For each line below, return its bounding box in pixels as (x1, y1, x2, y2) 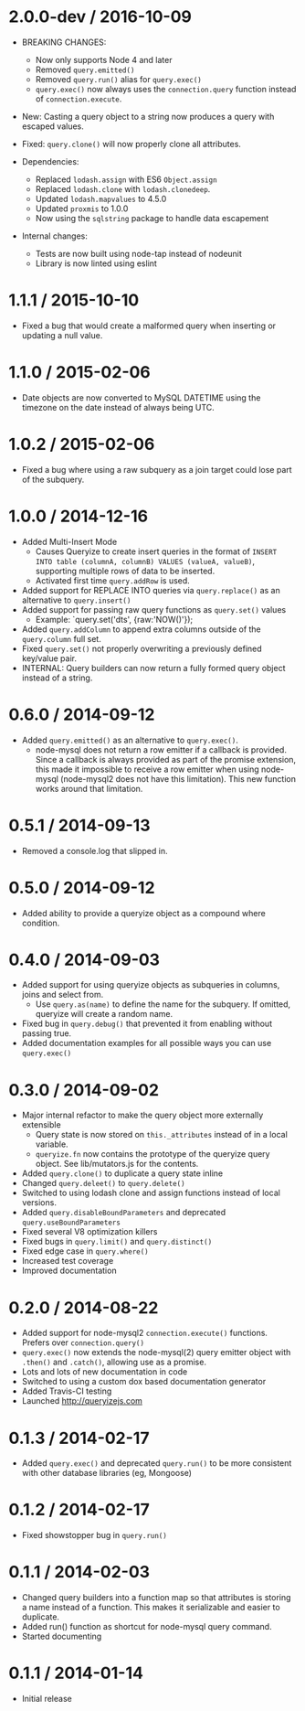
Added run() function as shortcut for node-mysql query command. (21, 1621, 272, 1632)
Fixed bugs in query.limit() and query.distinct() (21, 1236, 213, 1247)
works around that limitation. (35, 783, 143, 794)
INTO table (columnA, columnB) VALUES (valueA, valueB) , (35, 555, 256, 566)
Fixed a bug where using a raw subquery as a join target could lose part (21, 464, 293, 475)
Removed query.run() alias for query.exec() (35, 73, 203, 84)
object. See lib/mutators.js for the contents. (35, 1159, 199, 1170)
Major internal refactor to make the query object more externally (21, 1109, 264, 1121)
